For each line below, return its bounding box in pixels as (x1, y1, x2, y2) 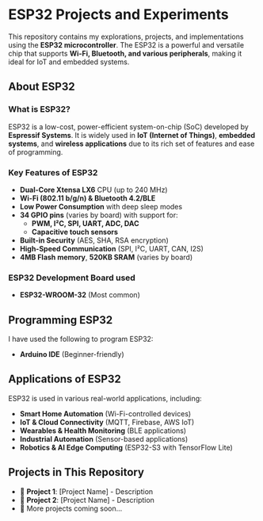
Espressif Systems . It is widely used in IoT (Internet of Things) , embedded (8, 130, 256, 140)
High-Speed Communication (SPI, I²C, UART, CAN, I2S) (19, 243, 204, 253)
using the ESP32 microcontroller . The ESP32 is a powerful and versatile (8, 40, 244, 49)
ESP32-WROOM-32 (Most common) (19, 290, 140, 300)
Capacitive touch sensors (31, 227, 119, 236)
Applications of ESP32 (8, 373, 121, 386)
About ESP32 (8, 80, 75, 94)
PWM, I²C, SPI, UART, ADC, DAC (31, 218, 140, 228)
